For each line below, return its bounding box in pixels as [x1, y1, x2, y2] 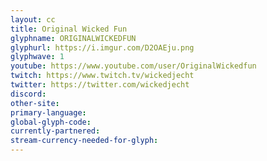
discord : [10, 89, 47, 99]
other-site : [10, 98, 60, 108]
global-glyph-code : [10, 117, 92, 127]
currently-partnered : [10, 126, 101, 136]
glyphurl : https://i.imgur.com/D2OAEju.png [10, 42, 195, 53]
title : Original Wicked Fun [10, 24, 128, 34]
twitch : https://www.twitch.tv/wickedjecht [10, 71, 195, 81]
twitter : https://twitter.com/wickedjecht [10, 80, 190, 90]
